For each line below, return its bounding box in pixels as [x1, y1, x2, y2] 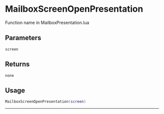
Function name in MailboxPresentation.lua [5, 20, 89, 25]
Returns [5, 60, 30, 68]
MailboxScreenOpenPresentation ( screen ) [5, 99, 86, 104]
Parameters [5, 34, 41, 42]
